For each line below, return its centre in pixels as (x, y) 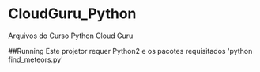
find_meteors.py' (36, 59)
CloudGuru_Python (72, 14)
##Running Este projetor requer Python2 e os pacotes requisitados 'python (130, 51)
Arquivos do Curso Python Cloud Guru (71, 36)
